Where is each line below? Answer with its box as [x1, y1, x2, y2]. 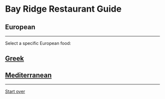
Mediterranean [5, 71, 52, 79]
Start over [5, 89, 26, 95]
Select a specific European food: [5, 40, 71, 46]
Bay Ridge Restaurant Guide [5, 3, 122, 15]
